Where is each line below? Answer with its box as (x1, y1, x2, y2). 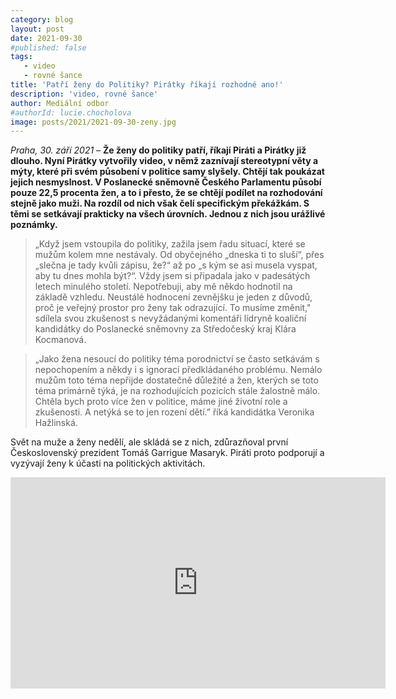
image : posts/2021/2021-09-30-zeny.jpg (10, 117, 177, 127)
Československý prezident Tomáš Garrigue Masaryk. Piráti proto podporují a (10, 447, 325, 459)
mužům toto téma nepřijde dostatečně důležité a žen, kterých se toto (34, 374, 319, 386)
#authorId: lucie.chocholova (10, 107, 132, 118)
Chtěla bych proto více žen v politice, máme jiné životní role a (34, 396, 288, 408)
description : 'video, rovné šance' (10, 89, 159, 99)
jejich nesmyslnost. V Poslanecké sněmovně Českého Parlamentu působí (10, 176, 322, 188)
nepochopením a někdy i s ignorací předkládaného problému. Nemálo (34, 364, 323, 376)
